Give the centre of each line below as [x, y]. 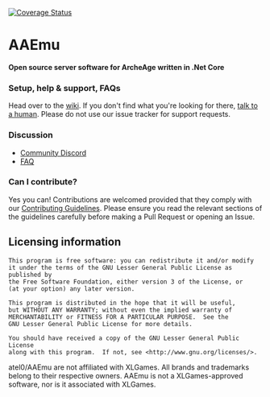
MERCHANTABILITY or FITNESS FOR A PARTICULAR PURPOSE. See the [118, 317]
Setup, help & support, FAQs [64, 88]
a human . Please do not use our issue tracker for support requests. [120, 114]
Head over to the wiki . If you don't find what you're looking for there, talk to [133, 105]
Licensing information [65, 242]
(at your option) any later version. [72, 289]
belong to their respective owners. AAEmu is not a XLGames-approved [126, 375]
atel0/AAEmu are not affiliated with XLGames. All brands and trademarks [129, 367]
